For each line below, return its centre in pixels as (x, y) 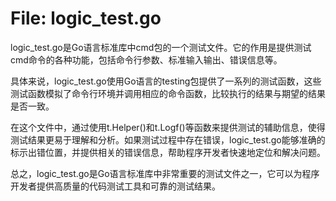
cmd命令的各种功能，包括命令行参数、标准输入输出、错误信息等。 (146, 59)
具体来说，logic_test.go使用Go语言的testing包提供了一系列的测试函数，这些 (166, 81)
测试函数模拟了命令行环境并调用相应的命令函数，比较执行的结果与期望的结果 (168, 93)
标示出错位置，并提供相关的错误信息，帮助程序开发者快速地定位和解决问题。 (168, 152)
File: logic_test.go (86, 18)
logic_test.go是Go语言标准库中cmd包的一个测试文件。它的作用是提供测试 (161, 47)
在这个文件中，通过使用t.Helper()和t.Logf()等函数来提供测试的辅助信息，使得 (168, 127)
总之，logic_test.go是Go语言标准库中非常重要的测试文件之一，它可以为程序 (165, 173)
